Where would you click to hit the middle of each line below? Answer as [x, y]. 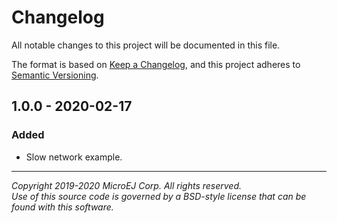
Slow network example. [74, 157]
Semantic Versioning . [55, 75]
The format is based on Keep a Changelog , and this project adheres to [156, 64]
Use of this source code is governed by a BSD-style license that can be [159, 196]
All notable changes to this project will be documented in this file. [146, 45]
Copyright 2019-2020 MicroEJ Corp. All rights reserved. [127, 185]
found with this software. [62, 207]
